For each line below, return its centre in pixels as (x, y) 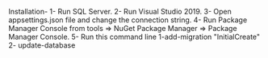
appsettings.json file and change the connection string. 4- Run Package (128, 20)
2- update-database (42, 45)
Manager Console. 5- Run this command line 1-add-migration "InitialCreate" (134, 37)
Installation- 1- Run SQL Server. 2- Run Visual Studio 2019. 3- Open (120, 12)
